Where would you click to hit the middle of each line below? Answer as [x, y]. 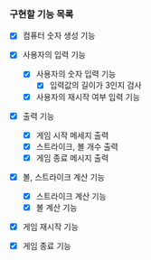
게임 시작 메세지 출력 [72, 135]
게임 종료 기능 [47, 246]
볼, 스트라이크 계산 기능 [64, 177]
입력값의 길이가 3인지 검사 [95, 85]
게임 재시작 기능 [50, 227]
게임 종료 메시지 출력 [72, 158]
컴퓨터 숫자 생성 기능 [59, 36]
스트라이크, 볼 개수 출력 [77, 146]
